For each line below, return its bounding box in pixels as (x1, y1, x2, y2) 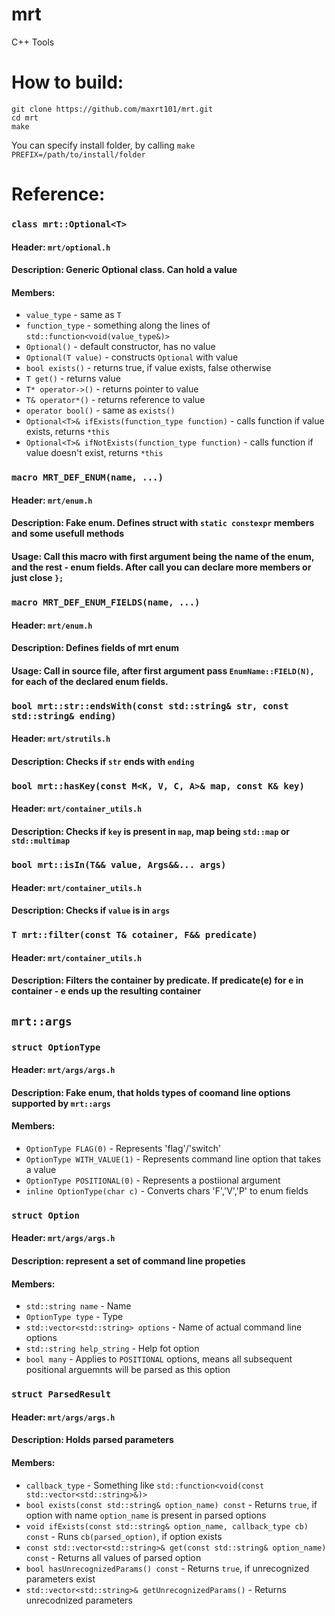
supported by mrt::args (11, 1097, 111, 1109)
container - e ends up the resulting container (11, 985, 202, 997)
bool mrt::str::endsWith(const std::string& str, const (11, 700, 289, 712)
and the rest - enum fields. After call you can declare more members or (11, 561, 312, 573)
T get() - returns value (25, 373, 121, 385)
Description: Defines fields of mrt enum (11, 642, 180, 654)
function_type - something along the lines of (25, 319, 211, 332)
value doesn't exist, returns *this (25, 447, 164, 459)
